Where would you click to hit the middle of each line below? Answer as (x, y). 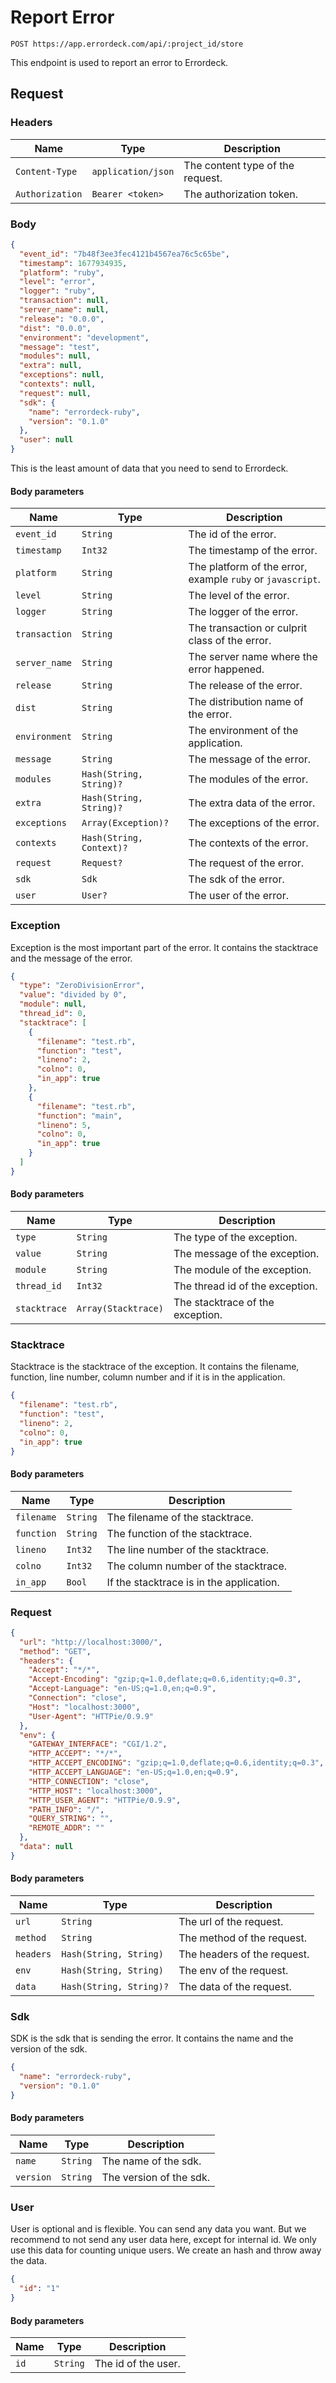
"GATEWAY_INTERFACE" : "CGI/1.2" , (98, 1744)
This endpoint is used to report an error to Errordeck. (119, 62)
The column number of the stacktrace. (197, 1566)
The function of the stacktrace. (179, 1533)
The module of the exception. (242, 1269)
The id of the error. (232, 534)
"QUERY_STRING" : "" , (71, 1819)
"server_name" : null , (64, 310)
